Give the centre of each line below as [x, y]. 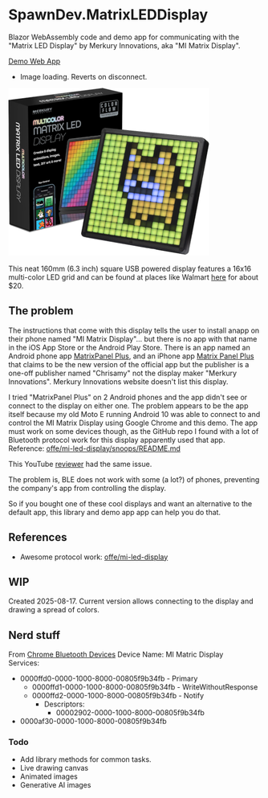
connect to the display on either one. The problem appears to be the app [128, 405]
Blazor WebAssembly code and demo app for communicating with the [124, 37]
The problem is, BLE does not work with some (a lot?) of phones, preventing [134, 479]
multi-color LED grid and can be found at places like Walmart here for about [133, 277]
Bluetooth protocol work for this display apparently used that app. [117, 440]
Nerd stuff [35, 635]
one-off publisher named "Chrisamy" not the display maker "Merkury [123, 373]
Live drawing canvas [54, 768]
